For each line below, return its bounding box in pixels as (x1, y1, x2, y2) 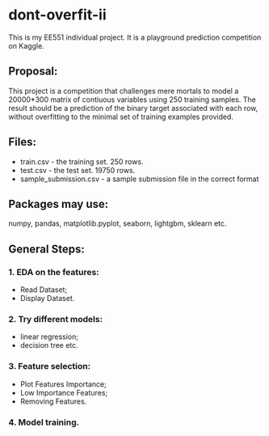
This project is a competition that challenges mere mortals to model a (8, 86, 239, 95)
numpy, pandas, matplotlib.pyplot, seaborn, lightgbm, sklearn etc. (8, 218, 227, 228)
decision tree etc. (19, 341, 78, 350)
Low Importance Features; (19, 387, 108, 397)
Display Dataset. (19, 294, 75, 303)
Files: (8, 135, 36, 149)
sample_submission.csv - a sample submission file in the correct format (19, 174, 259, 184)
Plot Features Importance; (19, 379, 107, 389)
